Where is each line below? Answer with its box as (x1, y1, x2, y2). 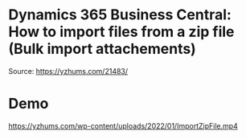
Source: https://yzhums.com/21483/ (8, 66, 129, 76)
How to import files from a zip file (8, 22, 235, 41)
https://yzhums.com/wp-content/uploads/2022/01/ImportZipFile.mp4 (8, 121, 239, 130)
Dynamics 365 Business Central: (8, 6, 232, 24)
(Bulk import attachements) (8, 40, 197, 58)
